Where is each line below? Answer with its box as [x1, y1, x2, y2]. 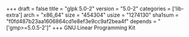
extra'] [6, 11, 23, 18]
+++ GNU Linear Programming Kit [52, 24, 135, 31]
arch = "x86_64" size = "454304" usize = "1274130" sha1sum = [23, 11, 179, 18]
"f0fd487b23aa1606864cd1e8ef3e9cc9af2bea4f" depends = [6, 18, 157, 24]
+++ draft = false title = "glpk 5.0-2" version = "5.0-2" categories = [6, 5, 171, 12]
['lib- [172, 5, 184, 12]
